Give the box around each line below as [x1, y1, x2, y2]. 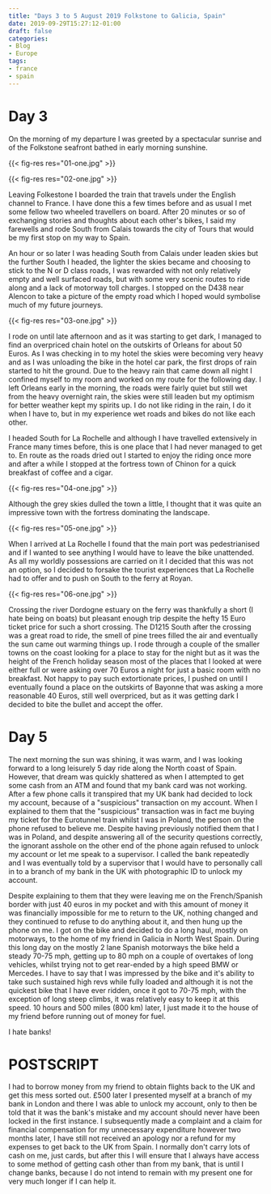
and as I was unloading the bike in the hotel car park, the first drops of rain [8, 357, 257, 367]
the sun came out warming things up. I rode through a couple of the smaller [8, 639, 260, 649]
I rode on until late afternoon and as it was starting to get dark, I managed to [8, 331, 262, 341]
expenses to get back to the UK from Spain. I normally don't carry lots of [8, 1142, 251, 1152]
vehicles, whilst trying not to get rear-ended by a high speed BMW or [8, 959, 239, 969]
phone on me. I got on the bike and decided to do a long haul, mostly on [8, 925, 248, 935]
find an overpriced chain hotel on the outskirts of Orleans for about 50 [8, 339, 243, 349]
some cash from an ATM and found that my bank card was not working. [8, 780, 248, 790]
